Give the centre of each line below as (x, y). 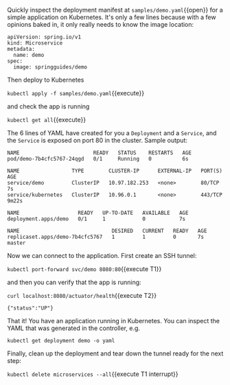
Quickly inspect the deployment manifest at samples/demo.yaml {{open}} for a (115, 10)
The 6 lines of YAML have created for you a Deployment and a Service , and (112, 133)
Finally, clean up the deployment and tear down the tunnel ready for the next (115, 353)
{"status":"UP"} (30, 308)
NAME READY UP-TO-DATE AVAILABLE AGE (98, 213)
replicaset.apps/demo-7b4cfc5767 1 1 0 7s (106, 237)
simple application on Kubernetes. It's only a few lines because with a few (112, 17)
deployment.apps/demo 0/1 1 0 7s (96, 219)
